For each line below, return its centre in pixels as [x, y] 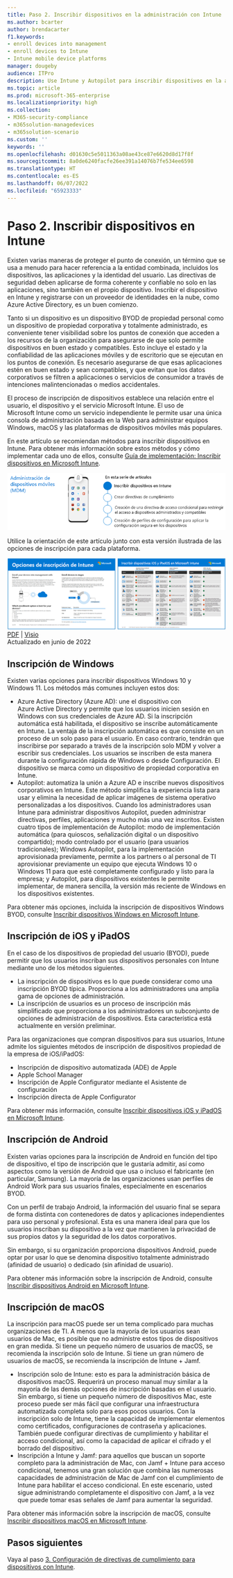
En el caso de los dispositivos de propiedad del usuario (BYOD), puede [108, 953]
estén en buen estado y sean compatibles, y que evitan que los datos [106, 369]
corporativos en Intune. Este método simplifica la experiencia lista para [119, 790]
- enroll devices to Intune [48, 51]
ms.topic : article [34, 88]
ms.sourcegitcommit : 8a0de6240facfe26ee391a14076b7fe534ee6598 [101, 161]
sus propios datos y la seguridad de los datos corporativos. [92, 1236]
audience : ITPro [31, 73]
